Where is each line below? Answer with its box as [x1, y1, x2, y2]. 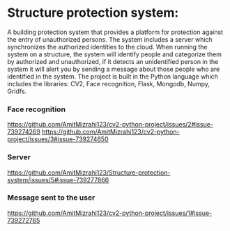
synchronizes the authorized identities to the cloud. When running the [7, 42, 208, 51]
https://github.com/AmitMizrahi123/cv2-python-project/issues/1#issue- [7, 209, 213, 217]
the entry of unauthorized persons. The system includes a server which [7, 35, 213, 43]
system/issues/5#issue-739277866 [7, 175, 109, 184]
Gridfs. [7, 87, 27, 95]
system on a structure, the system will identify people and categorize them [7, 50, 222, 58]
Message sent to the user [7, 193, 95, 202]
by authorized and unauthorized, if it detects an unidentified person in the [7, 57, 219, 65]
